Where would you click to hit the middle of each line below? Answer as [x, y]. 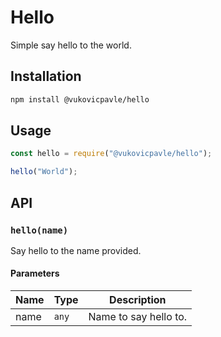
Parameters [35, 273]
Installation [46, 76]
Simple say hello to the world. [71, 45]
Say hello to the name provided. [76, 250]
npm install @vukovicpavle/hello [80, 99]
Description [138, 300]
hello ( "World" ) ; [44, 172]
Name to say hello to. [138, 317]
